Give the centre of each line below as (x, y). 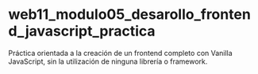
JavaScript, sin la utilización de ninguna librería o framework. (108, 61)
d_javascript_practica (82, 31)
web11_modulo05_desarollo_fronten (130, 15)
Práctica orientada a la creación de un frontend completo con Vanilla (120, 53)
